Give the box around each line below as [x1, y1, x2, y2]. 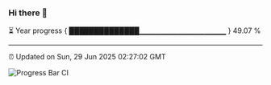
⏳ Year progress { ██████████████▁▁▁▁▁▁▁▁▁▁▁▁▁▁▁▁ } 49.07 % [8, 26, 261, 35]
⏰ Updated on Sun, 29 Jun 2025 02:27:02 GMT [8, 52, 167, 62]
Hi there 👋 [8, 7, 48, 18]
